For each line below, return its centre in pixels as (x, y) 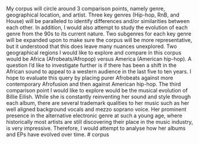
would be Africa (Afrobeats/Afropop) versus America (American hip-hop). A (99, 59)
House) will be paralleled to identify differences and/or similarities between (98, 21)
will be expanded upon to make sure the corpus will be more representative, (99, 40)
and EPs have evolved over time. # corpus (58, 135)
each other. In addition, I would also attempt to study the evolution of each (97, 27)
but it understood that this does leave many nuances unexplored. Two (91, 46)
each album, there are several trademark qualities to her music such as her (98, 103)
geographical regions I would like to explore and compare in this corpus (94, 52)
